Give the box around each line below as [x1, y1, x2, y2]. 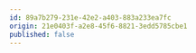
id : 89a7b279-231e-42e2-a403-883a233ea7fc [9, 13, 172, 22]
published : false [9, 30, 75, 39]
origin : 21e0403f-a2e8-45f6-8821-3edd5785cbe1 [9, 22, 188, 31]
